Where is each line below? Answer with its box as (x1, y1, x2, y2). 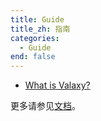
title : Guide (10, 14, 65, 25)
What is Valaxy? (24, 79, 91, 91)
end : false (10, 52, 56, 62)
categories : (10, 33, 60, 43)
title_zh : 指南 (10, 24, 71, 34)
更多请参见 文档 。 (10, 100, 81, 112)
